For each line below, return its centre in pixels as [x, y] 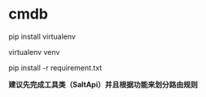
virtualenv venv [34, 52]
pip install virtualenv [42, 36]
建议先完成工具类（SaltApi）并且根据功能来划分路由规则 [103, 84]
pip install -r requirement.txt [55, 67]
